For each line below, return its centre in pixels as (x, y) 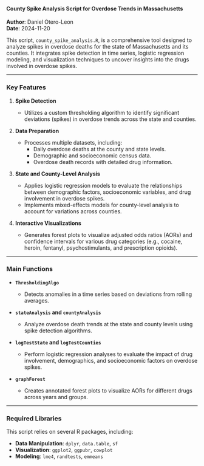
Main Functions (30, 269)
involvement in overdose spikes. (64, 198)
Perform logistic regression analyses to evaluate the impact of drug (108, 354)
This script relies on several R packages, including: (70, 432)
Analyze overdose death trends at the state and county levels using (108, 324)
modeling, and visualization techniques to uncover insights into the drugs (98, 60)
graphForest (30, 379)
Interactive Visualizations (48, 223)
